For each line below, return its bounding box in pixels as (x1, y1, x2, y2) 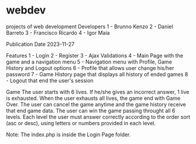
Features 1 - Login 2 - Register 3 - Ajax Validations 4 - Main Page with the (6, 52, 183, 59)
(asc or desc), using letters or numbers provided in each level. (6, 119, 156, 126)
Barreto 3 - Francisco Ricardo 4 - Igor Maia (6, 29, 110, 36)
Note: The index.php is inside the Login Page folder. (6, 130, 131, 138)
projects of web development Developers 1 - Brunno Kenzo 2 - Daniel (6, 23, 174, 30)
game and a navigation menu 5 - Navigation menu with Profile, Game (6, 58, 173, 65)
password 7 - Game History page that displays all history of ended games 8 (6, 71, 188, 78)
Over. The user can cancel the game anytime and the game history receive (6, 101, 186, 108)
